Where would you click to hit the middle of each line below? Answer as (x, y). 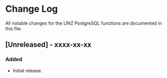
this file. (14, 28)
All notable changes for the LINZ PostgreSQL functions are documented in (84, 23)
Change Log (32, 9)
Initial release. (27, 70)
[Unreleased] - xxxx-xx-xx (48, 45)
